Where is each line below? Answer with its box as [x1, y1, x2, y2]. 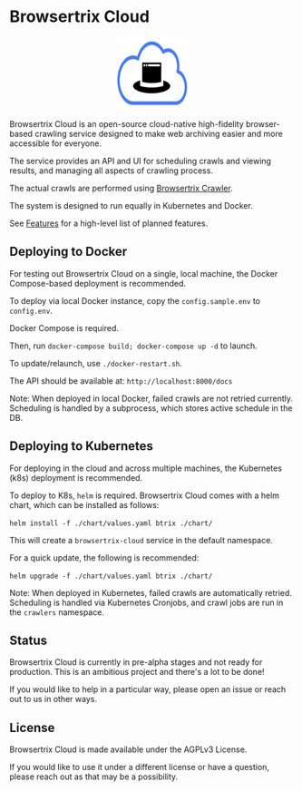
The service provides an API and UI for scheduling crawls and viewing [9, 155, 272, 166]
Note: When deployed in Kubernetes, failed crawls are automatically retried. [9, 587, 293, 598]
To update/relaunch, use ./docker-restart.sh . [9, 357, 183, 368]
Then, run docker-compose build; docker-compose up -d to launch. [9, 340, 258, 351]
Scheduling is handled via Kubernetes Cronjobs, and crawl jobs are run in [9, 597, 284, 608]
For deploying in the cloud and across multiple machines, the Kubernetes [9, 463, 283, 474]
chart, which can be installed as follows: [9, 499, 160, 510]
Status [9, 632, 48, 648]
